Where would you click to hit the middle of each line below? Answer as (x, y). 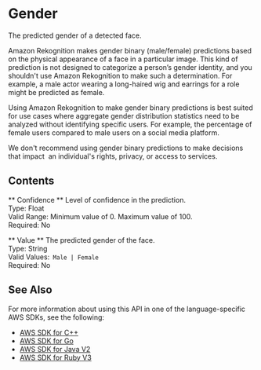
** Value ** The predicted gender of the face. (82, 240)
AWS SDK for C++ (49, 332)
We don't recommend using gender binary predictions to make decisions (126, 148)
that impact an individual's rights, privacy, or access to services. (113, 156)
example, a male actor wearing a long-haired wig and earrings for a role (124, 84)
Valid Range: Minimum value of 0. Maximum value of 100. (100, 216)
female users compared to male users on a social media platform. (114, 132)
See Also (30, 290)
